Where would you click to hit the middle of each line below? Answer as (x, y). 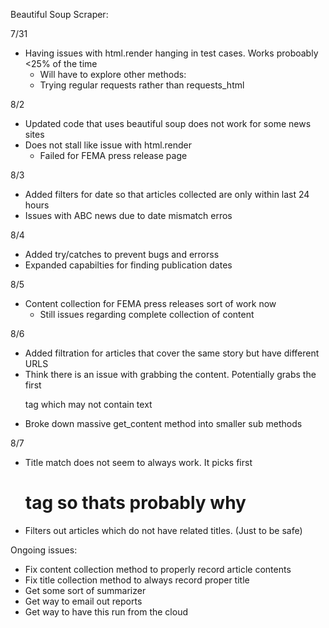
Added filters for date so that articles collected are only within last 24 (167, 194)
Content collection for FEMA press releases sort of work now (150, 303)
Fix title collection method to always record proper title (137, 580)
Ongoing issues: (44, 550)
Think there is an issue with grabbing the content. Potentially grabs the (170, 374)
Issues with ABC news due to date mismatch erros (128, 215)
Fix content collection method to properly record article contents (158, 569)
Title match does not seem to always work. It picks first (138, 462)
